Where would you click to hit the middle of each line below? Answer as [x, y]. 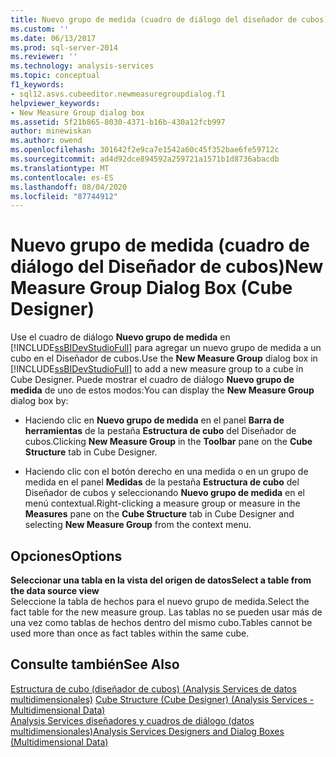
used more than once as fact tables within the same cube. [130, 633]
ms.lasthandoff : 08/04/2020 [69, 187]
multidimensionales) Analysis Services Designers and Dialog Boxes [147, 731]
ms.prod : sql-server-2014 [64, 47]
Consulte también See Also [95, 664]
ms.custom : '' [40, 29]
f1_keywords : [37, 85]
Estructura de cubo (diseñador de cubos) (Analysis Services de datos [153, 688]
